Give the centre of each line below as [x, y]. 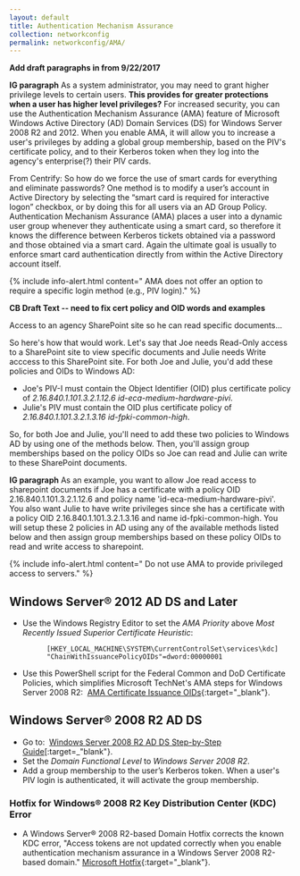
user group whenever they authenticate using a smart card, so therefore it [145, 226]
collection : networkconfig [59, 34]
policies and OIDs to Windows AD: [72, 371]
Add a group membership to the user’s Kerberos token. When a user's [150, 771]
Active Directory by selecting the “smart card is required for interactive [139, 198]
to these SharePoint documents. [68, 463]
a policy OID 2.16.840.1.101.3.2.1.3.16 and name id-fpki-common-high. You [144, 518]
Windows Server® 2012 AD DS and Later [124, 601]
